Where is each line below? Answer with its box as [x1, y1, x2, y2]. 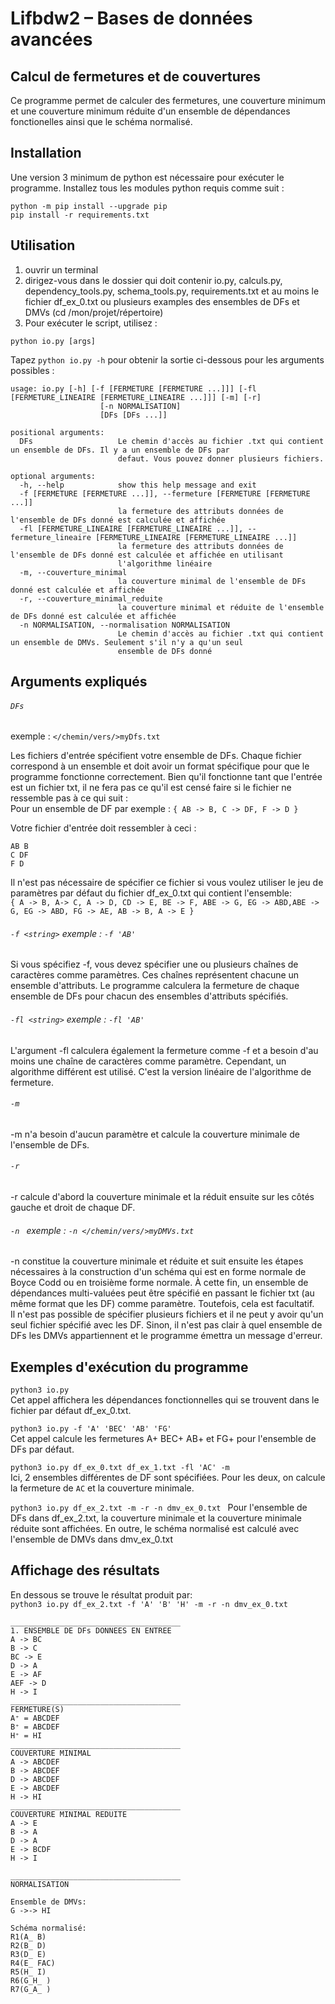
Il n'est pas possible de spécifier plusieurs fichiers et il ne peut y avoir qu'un [10, 1308, 324, 1321]
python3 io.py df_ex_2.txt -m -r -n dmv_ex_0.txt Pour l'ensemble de [10, 1502, 308, 1514]
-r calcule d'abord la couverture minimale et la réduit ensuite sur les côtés [10, 1191, 315, 1203]
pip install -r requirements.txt [10, 210, 150, 220]
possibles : [10, 364, 55, 376]
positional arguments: [10, 427, 105, 437]
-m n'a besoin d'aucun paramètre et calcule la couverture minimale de [10, 1128, 300, 1140]
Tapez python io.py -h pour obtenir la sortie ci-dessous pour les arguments [10, 353, 325, 366]
